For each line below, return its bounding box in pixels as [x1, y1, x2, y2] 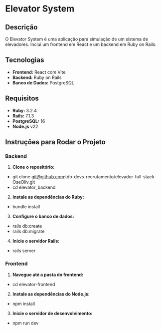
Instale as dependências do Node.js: [12, 291, 90, 297]
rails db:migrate [12, 228, 45, 235]
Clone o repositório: [12, 164, 55, 170]
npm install [12, 301, 35, 307]
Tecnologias [5, 56, 44, 64]
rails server [12, 248, 36, 254]
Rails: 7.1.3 [12, 113, 34, 119]
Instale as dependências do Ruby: [12, 194, 84, 200]
